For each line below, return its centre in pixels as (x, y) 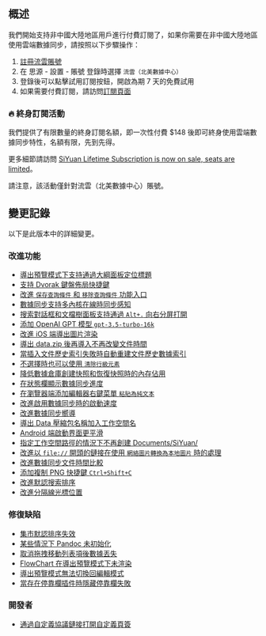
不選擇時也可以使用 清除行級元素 (70, 364)
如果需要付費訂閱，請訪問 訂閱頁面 (75, 91)
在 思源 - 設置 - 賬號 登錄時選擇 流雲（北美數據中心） (101, 71)
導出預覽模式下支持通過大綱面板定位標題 (85, 274)
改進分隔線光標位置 (51, 492)
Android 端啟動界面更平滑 (61, 433)
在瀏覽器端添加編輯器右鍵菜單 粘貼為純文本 (87, 393)
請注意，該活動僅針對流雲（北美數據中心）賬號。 (88, 186)
